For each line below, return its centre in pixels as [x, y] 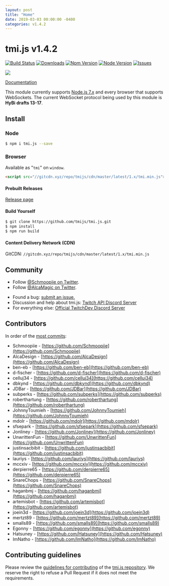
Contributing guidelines [43, 555]
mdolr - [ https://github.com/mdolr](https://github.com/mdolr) [76, 421]
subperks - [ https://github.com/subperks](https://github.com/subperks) [87, 394]
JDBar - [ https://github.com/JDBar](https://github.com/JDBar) [77, 389]
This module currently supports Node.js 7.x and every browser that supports [84, 92]
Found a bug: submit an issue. [44, 297]
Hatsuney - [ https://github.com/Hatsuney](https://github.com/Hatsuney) [87, 533]
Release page [19, 200]
